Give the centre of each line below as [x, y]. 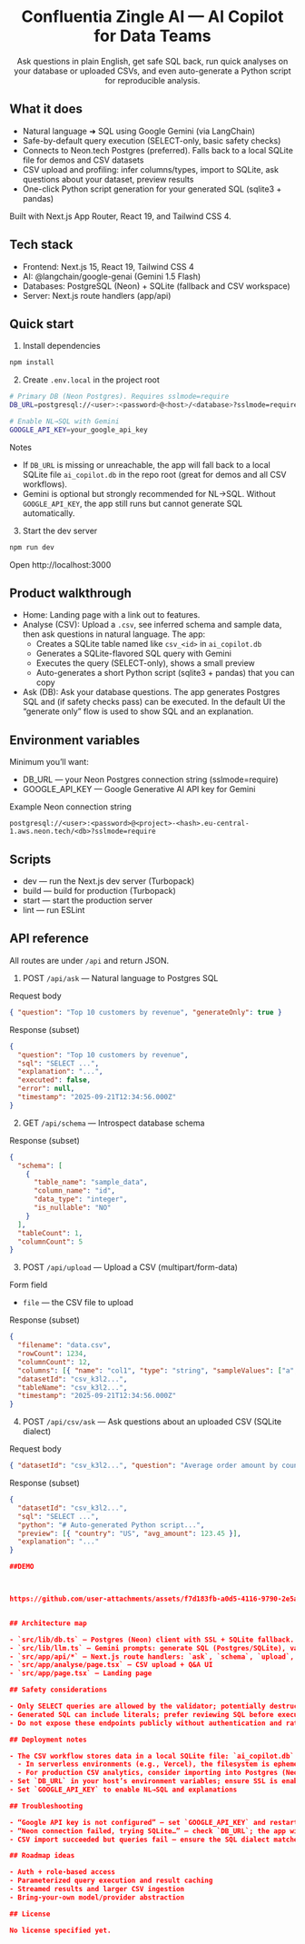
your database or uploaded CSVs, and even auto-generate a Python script [152, 71]
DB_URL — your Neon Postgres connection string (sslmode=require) [150, 779]
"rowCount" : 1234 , [53, 1354]
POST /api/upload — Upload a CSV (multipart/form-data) [130, 1267]
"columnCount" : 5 [50, 1242]
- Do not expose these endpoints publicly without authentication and [146, 1723]
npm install [32, 362]
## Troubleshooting [46, 1806]
